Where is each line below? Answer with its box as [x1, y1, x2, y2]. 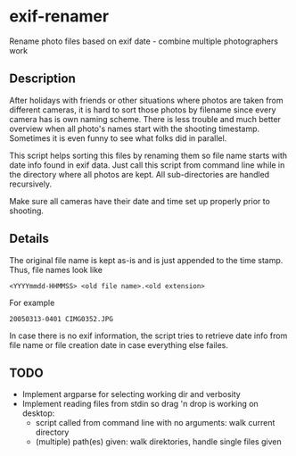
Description [9, 71, 76, 87]
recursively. [9, 178, 53, 189]
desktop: [21, 408, 55, 419]
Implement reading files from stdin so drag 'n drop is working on [21, 399, 259, 410]
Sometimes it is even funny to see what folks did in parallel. [9, 132, 227, 144]
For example [9, 297, 55, 308]
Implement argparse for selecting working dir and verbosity [21, 389, 241, 400]
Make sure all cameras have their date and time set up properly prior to [9, 195, 270, 206]
